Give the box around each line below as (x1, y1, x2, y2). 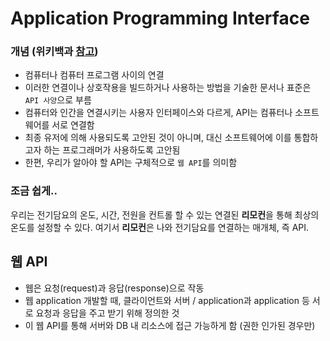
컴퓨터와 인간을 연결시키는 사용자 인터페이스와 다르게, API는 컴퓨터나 (24, 107, 293, 119)
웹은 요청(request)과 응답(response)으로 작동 (24, 282, 205, 294)
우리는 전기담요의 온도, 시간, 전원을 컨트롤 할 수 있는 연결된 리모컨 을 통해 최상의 (10, 208, 320, 221)
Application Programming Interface (10, 7, 310, 30)
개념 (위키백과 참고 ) (10, 45, 99, 59)
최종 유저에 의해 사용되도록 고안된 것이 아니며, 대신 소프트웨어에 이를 (24, 132, 292, 144)
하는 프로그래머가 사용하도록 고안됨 (43, 144, 181, 156)
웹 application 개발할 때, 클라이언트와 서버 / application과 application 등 (24, 294, 310, 306)
